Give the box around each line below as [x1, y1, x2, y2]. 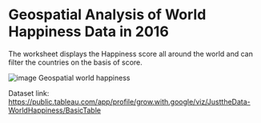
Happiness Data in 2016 [8, 22, 170, 41]
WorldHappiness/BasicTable [8, 105, 102, 115]
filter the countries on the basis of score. [8, 58, 143, 67]
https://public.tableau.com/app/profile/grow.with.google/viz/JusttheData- [8, 97, 251, 106]
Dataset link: [8, 88, 50, 97]
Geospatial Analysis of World [8, 6, 207, 24]
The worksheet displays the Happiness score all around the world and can [8, 49, 254, 58]
